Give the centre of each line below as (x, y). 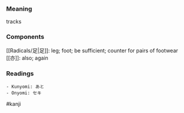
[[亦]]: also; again (27, 58)
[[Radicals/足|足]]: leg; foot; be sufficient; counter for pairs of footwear (92, 50)
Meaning (19, 9)
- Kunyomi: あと (25, 87)
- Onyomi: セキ (24, 93)
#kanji (14, 104)
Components (25, 37)
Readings (20, 74)
